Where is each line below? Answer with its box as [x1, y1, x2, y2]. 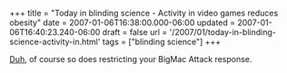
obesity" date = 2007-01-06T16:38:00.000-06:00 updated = [9, 17, 236, 28]
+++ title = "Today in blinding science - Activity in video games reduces [9, 8, 279, 18]
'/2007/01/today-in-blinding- [169, 27, 277, 37]
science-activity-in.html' [9, 36, 101, 47]
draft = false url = [102, 27, 168, 37]
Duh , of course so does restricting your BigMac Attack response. [9, 54, 252, 64]
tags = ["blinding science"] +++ [102, 36, 222, 47]
